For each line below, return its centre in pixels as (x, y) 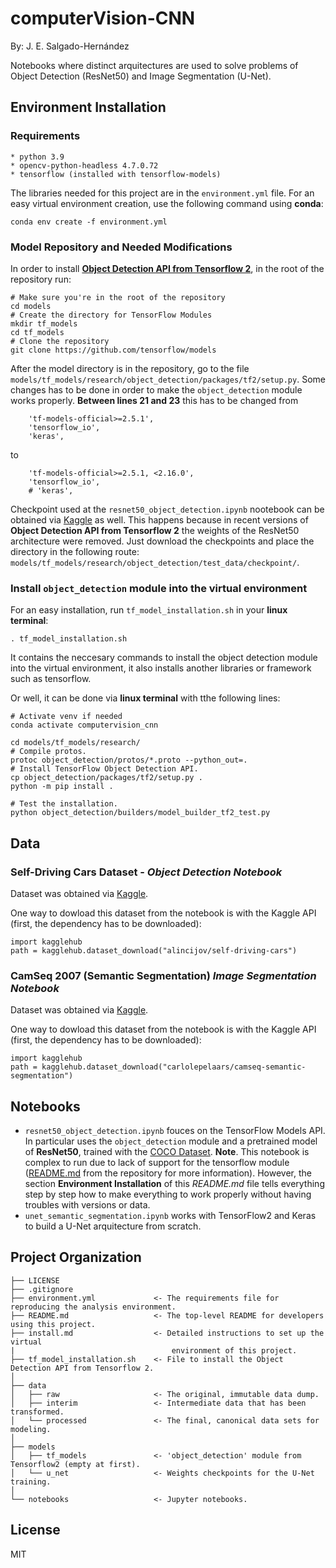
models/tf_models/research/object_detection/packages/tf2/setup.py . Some (168, 379)
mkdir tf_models (44, 323)
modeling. (31, 1429)
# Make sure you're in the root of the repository (118, 297)
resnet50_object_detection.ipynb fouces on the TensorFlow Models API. (175, 1131)
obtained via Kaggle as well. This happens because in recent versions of (159, 519)
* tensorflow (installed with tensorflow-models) (116, 174)
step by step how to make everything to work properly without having (168, 1194)
